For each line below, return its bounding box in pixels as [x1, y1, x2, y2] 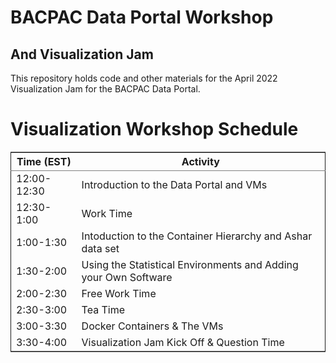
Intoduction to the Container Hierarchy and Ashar [81, 229, 313, 243]
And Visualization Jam [10, 46, 154, 63]
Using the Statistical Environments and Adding [81, 257, 299, 271]
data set [81, 241, 120, 255]
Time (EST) [16, 154, 72, 168]
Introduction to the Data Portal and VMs [81, 177, 268, 191]
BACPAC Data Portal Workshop [10, 6, 274, 29]
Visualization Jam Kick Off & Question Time [81, 335, 285, 349]
